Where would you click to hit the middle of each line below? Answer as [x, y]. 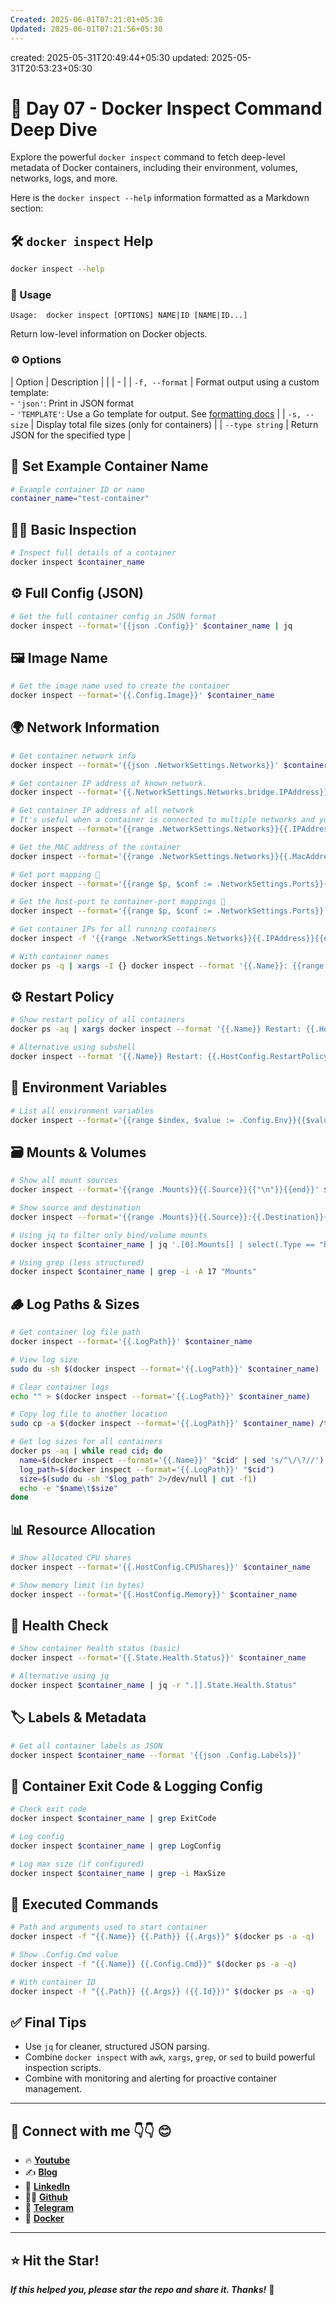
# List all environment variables [82, 1111]
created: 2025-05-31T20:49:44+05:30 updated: [110, 57]
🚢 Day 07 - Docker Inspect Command [166, 108]
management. [53, 2089]
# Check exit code [48, 1809]
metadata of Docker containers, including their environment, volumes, [154, 168]
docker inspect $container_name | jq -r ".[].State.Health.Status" [154, 1686]
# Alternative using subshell [73, 1047]
